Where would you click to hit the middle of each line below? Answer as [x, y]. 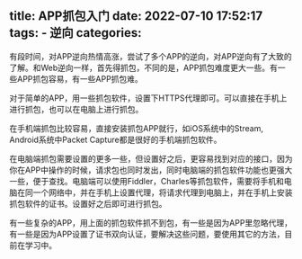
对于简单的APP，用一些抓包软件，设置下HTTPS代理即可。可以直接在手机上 [148, 98]
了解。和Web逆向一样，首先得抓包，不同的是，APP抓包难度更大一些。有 [144, 67]
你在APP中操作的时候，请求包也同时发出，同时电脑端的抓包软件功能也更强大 [151, 170]
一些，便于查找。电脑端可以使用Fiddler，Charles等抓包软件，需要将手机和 [147, 181]
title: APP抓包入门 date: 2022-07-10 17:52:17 [136, 16]
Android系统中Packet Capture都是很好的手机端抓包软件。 [115, 139]
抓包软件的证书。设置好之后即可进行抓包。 [88, 203]
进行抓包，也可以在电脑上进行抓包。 [76, 109]
